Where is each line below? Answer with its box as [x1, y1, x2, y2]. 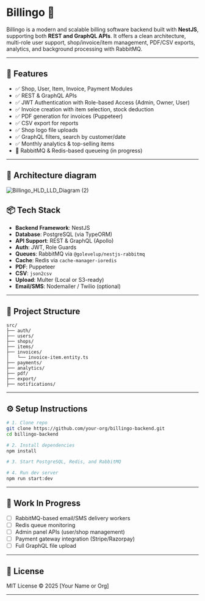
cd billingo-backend [6, 431, 59, 437]
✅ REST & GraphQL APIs [15, 92, 77, 99]
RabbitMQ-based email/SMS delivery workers [15, 514, 131, 522]
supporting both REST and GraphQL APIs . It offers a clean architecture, [6, 32, 186, 39]
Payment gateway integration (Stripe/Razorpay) [15, 535, 135, 542]
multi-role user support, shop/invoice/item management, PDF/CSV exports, [6, 39, 195, 46]
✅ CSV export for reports [15, 119, 79, 127]
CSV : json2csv [15, 270, 52, 277]
